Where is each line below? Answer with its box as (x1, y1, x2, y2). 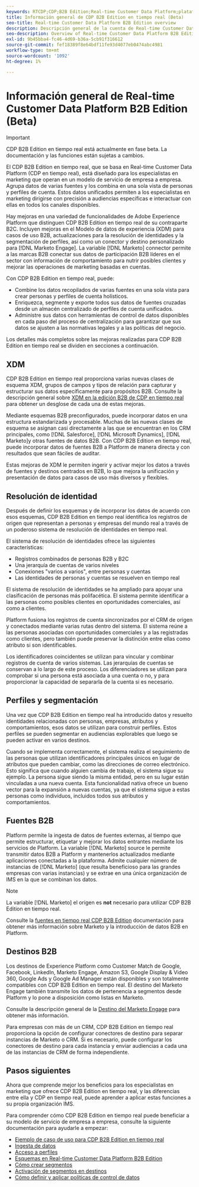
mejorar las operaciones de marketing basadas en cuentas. (6, 263, 151, 270)
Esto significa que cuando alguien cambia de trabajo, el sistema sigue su (6, 767, 184, 774)
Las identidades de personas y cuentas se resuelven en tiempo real (14, 574, 180, 581)
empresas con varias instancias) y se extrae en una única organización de (6, 869, 187, 877)
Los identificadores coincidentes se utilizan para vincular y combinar (6, 653, 174, 660)
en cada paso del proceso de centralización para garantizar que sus (14, 318, 182, 325)
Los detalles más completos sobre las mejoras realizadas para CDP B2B (6, 336, 182, 343)
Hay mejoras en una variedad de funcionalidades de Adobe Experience (6, 213, 180, 220)
